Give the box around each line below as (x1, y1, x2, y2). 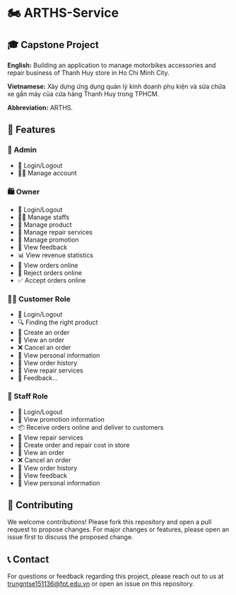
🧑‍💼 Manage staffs (17, 213, 70, 221)
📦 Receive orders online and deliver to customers (17, 423, 164, 431)
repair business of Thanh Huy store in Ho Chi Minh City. (7, 69, 170, 77)
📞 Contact (7, 553, 49, 565)
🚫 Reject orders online (17, 269, 83, 277)
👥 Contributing (7, 499, 73, 511)
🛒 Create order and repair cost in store (17, 440, 130, 449)
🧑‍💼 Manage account (17, 168, 77, 177)
